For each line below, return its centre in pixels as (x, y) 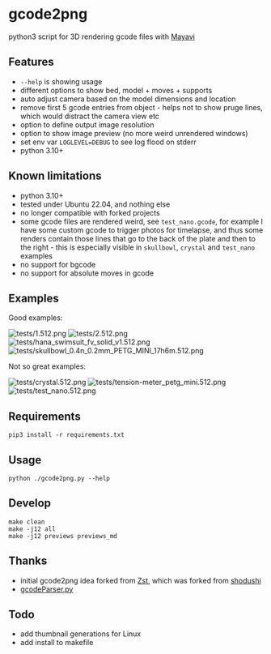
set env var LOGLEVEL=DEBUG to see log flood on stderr (108, 142)
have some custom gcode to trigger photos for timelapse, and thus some (142, 230)
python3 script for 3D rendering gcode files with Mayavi (102, 36)
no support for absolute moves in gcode (87, 273)
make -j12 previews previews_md (63, 536)
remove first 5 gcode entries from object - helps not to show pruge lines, (141, 107)
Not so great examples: (47, 366)
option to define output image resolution (87, 124)
